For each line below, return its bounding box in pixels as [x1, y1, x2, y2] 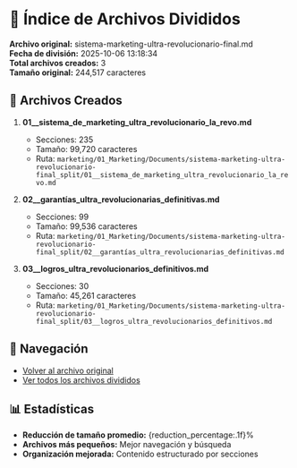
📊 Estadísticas [9, 401, 95, 416]
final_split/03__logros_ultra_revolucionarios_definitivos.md [35, 317, 273, 326]
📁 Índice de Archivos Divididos [9, 9, 242, 30]
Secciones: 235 [35, 134, 94, 145]
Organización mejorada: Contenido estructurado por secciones [21, 448, 259, 460]
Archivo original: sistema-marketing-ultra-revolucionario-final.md [9, 38, 253, 49]
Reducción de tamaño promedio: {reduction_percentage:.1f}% [21, 430, 255, 440]
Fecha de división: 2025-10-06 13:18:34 [9, 47, 158, 58]
